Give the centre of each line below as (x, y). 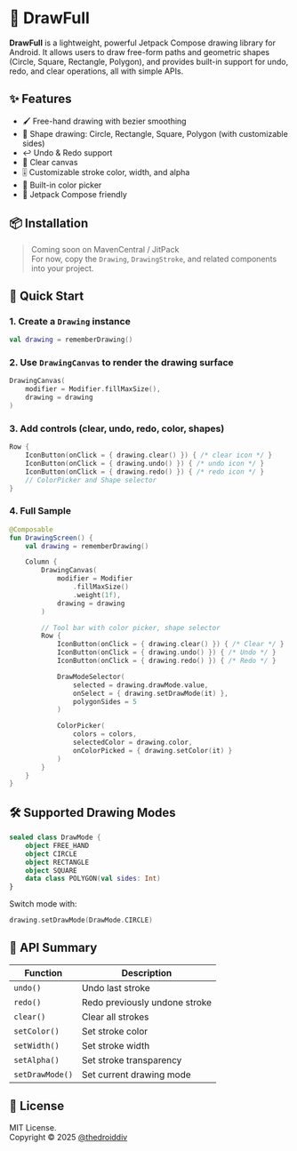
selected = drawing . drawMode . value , (140, 685)
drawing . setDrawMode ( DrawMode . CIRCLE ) (81, 920)
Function (44, 972)
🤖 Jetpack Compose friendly (74, 194)
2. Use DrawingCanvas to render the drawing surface (121, 363)
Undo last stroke (116, 987)
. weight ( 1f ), (97, 595)
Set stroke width (116, 1045)
